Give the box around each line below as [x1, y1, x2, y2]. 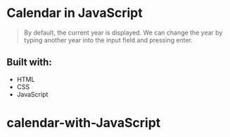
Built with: [6, 56, 52, 68]
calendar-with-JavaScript [6, 114, 161, 131]
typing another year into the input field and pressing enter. [23, 35, 193, 44]
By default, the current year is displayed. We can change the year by [23, 28, 223, 37]
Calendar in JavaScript [6, 5, 143, 21]
